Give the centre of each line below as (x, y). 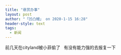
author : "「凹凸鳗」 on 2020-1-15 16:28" (46, 19)
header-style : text (25, 24)
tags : (11, 28)
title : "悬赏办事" (23, 10)
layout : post (19, 14)
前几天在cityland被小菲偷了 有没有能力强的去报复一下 (60, 47)
